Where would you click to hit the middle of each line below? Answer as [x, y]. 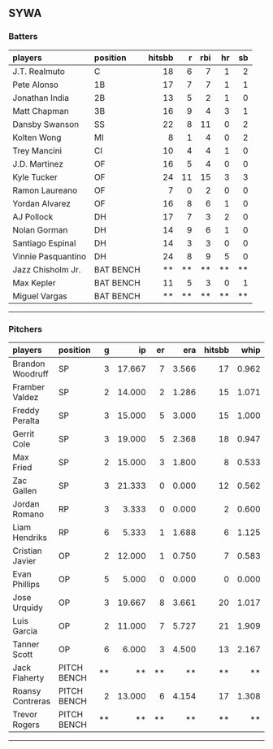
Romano [28, 514]
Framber [29, 387]
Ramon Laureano [45, 190]
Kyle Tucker [35, 176]
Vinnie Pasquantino [50, 256]
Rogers [26, 725]
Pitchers [26, 329]
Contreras [32, 701]
